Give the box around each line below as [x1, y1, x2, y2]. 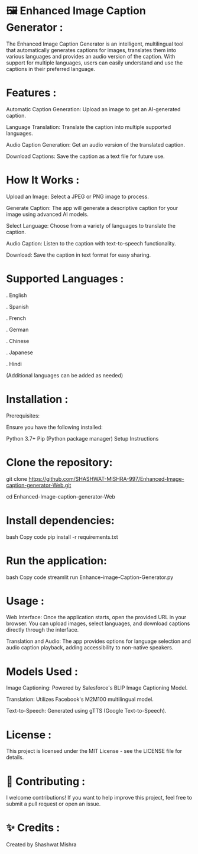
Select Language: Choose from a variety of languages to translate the [6, 222, 176, 229]
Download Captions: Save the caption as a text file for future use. [6, 153, 165, 160]
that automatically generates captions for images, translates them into [6, 46, 177, 53]
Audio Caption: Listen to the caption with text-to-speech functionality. [6, 240, 176, 247]
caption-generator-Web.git [6, 481, 72, 489]
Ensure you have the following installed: [6, 423, 103, 431]
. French [6, 314, 27, 322]
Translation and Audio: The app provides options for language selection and [6, 638, 191, 645]
